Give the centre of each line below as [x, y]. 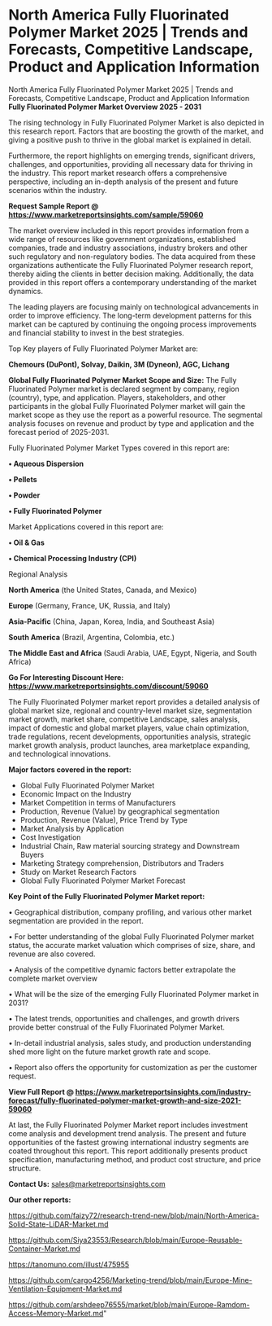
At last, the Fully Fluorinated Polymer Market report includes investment [128, 1125]
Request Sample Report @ [54, 206]
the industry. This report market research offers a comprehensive [118, 173]
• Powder [24, 495]
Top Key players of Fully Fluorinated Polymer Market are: [104, 349]
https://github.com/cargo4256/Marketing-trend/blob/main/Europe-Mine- [131, 1280]
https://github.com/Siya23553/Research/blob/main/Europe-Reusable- [125, 1240]
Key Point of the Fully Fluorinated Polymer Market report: [107, 896]
